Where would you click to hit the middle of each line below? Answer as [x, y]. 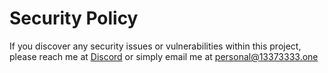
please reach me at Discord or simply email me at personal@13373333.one [164, 56]
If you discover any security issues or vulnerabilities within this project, [155, 46]
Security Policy [74, 18]
